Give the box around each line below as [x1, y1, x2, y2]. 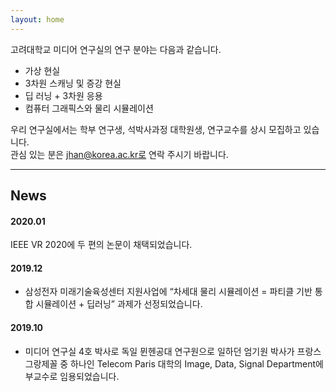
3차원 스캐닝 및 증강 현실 [24, 77, 122, 89]
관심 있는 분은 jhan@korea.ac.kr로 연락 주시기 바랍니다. [10, 148, 229, 160]
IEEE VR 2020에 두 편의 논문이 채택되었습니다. [10, 239, 193, 251]
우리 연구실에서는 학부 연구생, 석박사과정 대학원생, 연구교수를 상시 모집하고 [10, 123, 302, 135]
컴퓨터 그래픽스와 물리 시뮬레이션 [24, 102, 154, 114]
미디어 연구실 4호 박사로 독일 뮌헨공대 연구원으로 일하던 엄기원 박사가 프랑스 [24, 345, 322, 357]
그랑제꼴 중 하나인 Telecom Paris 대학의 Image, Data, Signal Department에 [24, 357, 324, 370]
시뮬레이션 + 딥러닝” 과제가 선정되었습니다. [35, 298, 203, 310]
